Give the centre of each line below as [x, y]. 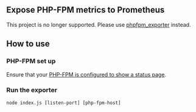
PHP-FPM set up [31, 61]
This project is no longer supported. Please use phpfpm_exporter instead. [99, 24]
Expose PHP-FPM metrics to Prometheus [86, 10]
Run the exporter [32, 90]
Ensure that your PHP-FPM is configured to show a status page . [86, 74]
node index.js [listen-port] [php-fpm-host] [64, 103]
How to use [28, 44]
